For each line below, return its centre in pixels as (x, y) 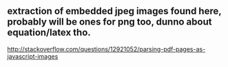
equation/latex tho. (49, 32)
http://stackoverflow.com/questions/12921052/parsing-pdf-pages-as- (106, 49)
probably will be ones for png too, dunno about (110, 22)
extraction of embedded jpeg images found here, (114, 11)
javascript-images (33, 56)
